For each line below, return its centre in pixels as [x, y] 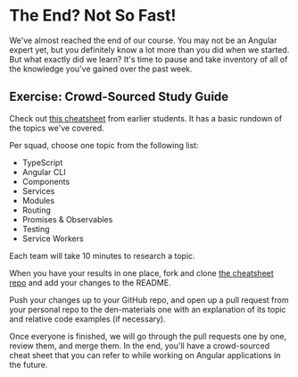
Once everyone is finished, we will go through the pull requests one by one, [148, 336]
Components [46, 181]
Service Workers [53, 239]
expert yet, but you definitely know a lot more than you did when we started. [149, 49]
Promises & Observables [67, 219]
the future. [29, 364]
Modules [38, 200]
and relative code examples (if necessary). [88, 319]
